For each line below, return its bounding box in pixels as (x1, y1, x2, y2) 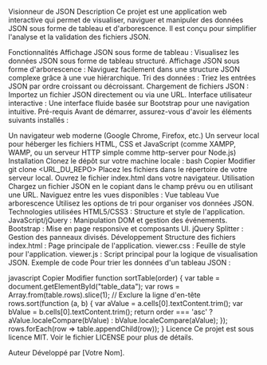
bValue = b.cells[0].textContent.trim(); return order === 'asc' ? (8, 307, 214, 316)
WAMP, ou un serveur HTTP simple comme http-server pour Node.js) (8, 147, 237, 157)
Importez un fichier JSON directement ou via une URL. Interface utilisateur (8, 90, 253, 99)
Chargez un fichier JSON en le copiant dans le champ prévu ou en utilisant (8, 182, 253, 190)
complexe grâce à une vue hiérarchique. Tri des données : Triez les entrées (8, 73, 257, 82)
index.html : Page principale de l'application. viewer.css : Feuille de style (8, 241, 245, 250)
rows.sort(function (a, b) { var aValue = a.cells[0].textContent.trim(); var (8, 299, 243, 308)
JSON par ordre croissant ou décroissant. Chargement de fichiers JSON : (8, 81, 249, 91)
